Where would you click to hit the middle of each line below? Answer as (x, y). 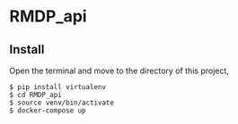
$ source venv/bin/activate (62, 103)
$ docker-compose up (48, 111)
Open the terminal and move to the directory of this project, (119, 70)
